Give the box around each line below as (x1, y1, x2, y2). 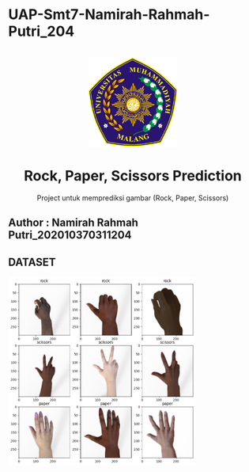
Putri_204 (8, 22, 75, 40)
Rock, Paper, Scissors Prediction (23, 167, 243, 185)
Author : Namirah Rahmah (8, 216, 138, 230)
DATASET (8, 255, 57, 268)
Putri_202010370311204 (8, 228, 132, 242)
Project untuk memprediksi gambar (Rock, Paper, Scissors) (36, 192, 229, 203)
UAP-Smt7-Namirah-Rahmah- (8, 6, 210, 24)
